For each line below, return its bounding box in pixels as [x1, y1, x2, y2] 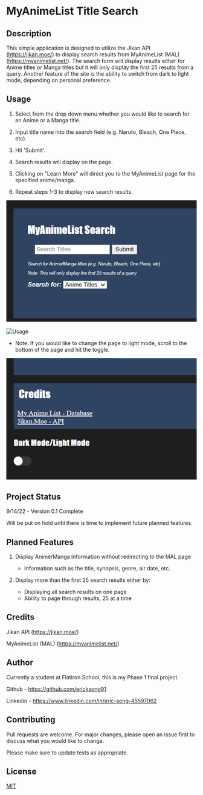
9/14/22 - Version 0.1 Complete [6, 507, 83, 515]
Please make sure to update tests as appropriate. [6, 749, 129, 756]
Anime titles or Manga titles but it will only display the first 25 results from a [6, 64, 194, 71]
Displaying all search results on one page [24, 589, 127, 596]
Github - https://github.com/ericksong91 [6, 685, 107, 693]
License [6, 766, 37, 776]
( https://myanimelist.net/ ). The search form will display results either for [6, 58, 185, 64]
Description [6, 28, 51, 39]
